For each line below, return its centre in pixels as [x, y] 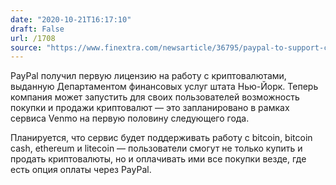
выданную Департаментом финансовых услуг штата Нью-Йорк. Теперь [164, 87]
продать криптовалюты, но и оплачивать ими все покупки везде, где [158, 159]
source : [26, 47]
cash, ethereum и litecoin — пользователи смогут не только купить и [156, 148]
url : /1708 [33, 38]
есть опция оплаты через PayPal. [81, 170]
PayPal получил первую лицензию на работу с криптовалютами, [148, 76]
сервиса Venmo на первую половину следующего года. [130, 118]
